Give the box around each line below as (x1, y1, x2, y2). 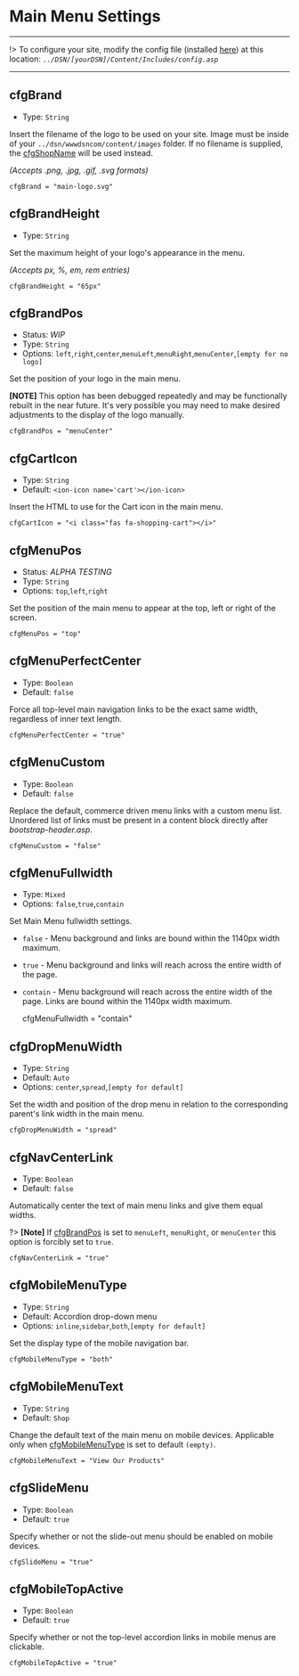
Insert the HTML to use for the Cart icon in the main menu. (9, 502, 223, 512)
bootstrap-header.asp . (9, 824, 93, 835)
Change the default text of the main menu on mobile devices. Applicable (9, 1429, 274, 1440)
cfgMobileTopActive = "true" (9, 1659, 117, 1668)
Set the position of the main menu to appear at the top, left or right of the (9, 603, 277, 613)
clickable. (9, 1641, 44, 1652)
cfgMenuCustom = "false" (9, 841, 101, 850)
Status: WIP (21, 330, 66, 340)
